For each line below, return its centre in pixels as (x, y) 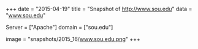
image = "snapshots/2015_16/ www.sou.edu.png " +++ (73, 39)
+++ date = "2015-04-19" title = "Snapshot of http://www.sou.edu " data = (99, 9)
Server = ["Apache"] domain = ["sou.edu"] (59, 27)
